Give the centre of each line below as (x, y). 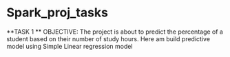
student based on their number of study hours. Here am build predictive (108, 38)
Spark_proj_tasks (57, 13)
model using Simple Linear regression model (70, 46)
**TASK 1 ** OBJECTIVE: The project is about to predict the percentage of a (115, 32)
